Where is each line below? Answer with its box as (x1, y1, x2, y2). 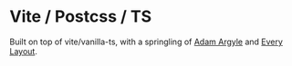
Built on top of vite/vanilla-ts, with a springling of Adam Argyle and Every (9, 36, 283, 47)
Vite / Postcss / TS (9, 6, 152, 27)
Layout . (9, 45, 38, 56)
